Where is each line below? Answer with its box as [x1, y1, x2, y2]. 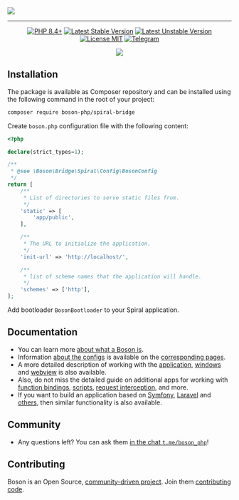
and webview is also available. [17, 368, 107, 376]
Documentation [7, 326, 78, 338]
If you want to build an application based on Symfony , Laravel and [17, 390, 211, 399]
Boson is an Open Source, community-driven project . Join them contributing [7, 477, 231, 486]
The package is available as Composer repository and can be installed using [7, 87, 231, 95]
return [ [7, 181, 33, 188]
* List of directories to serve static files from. [23, 194, 180, 202]
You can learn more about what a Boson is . [17, 345, 144, 353]
